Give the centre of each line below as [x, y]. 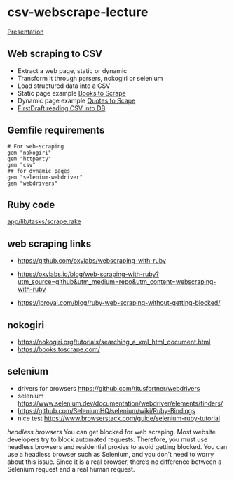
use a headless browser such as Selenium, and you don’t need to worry [111, 454]
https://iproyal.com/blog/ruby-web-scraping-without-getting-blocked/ [119, 303]
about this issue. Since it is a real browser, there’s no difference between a [115, 462]
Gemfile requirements [56, 130]
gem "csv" [22, 165]
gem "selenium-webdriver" [45, 177]
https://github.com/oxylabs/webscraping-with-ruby [92, 261]
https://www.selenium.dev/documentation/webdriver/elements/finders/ [120, 403]
